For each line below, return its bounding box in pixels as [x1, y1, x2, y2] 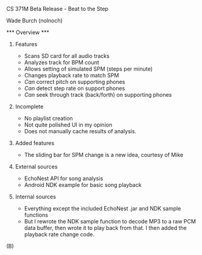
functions [24, 211, 49, 218]
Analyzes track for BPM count [24, 59, 99, 66]
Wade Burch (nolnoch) [6, 17, 63, 24]
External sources [15, 163, 58, 170]
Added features [15, 139, 55, 147]
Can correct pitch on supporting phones [24, 79, 125, 85]
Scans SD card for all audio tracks [24, 52, 110, 60]
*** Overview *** [6, 29, 50, 36]
